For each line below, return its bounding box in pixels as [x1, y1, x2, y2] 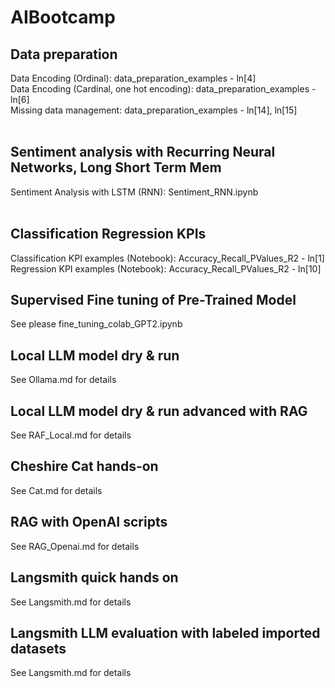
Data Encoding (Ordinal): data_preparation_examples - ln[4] [10, 72, 257, 84]
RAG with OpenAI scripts [10, 514, 168, 531]
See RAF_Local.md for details [10, 429, 132, 441]
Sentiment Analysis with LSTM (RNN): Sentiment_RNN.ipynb [10, 186, 259, 198]
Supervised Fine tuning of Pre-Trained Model [10, 292, 297, 309]
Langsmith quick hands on [10, 569, 179, 586]
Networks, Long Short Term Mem [10, 159, 222, 176]
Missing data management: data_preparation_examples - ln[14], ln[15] [10, 104, 298, 116]
